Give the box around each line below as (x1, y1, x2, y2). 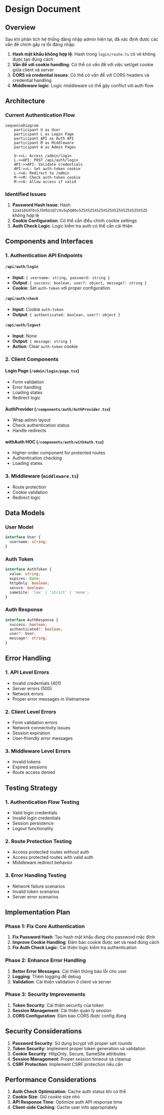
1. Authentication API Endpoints (5, 252, 83, 259)
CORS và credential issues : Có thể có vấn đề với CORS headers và (12, 72, 150, 78)
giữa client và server (12, 67, 54, 73)
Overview (5, 23, 36, 32)
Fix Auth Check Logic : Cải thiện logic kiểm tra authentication (12, 944, 137, 950)
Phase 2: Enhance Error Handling (5, 957, 86, 964)
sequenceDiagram (5, 123, 39, 128)
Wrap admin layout (12, 417, 51, 423)
